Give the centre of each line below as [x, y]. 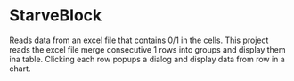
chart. [20, 69]
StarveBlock [56, 16]
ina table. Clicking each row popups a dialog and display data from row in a [147, 59]
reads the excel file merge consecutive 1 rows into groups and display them [148, 49]
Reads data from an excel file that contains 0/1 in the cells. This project [139, 40]
